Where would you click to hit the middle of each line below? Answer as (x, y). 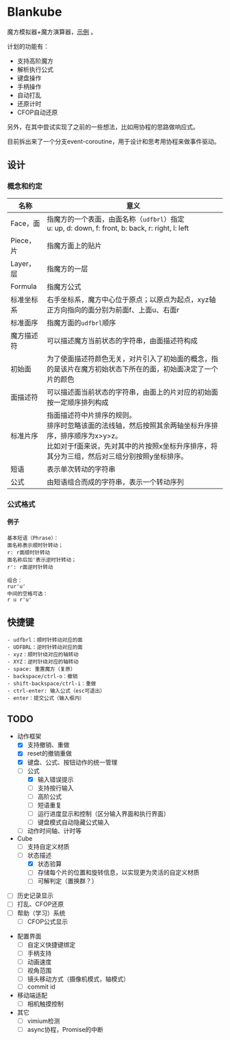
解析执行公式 (35, 69)
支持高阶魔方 (35, 61)
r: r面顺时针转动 (28, 552)
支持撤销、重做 (48, 745)
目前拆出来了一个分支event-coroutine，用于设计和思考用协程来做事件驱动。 (114, 141)
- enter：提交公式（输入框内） (46, 698)
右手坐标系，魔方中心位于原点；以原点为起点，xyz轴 (131, 299)
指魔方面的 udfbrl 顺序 (81, 323)
